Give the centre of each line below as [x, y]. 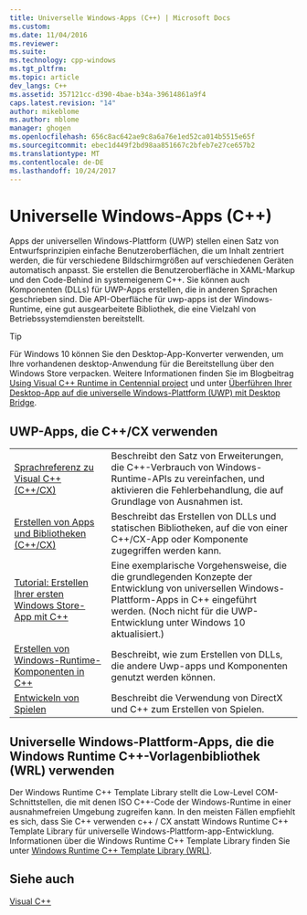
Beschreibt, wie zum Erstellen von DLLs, [197, 655]
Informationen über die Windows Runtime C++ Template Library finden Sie [150, 840]
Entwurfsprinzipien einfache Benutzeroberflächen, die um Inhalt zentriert [147, 251]
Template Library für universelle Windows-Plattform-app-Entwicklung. [142, 831]
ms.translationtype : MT [55, 153]
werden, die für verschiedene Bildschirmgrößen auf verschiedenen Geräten [152, 260]
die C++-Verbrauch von [163, 468]
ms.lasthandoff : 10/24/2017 [63, 171]
